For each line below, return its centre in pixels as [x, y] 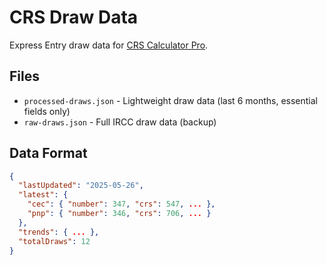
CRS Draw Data [74, 17]
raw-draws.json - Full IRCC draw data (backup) [120, 122]
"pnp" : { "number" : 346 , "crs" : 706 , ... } [119, 214]
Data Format [48, 153]
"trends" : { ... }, [59, 232]
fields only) [47, 111]
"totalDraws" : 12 [54, 241]
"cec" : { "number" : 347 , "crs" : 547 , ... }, [121, 204]
